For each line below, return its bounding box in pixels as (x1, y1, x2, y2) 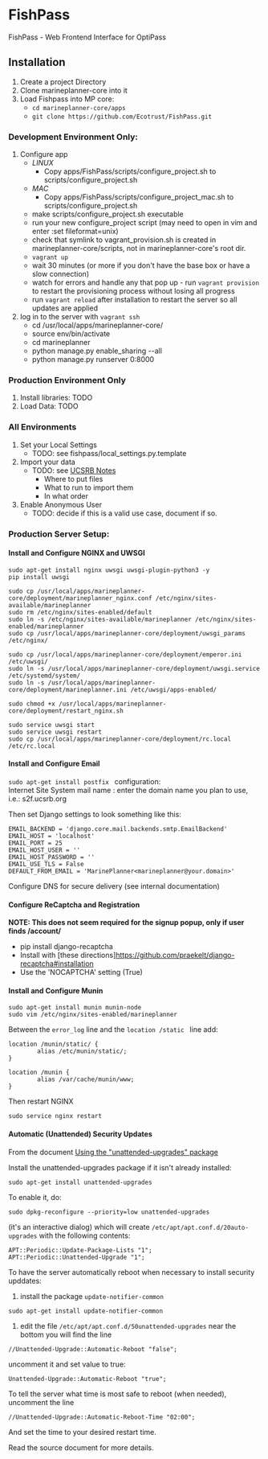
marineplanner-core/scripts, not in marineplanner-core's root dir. (31, 244, 246, 253)
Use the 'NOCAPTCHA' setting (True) (19, 968, 143, 977)
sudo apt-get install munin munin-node (8, 1004, 142, 1012)
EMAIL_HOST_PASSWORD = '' (8, 853, 95, 861)
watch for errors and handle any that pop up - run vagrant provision (31, 277, 259, 287)
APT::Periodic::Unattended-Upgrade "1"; (8, 1253, 146, 1261)
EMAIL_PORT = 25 (8, 839, 63, 847)
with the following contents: (39, 1231, 131, 1240)
